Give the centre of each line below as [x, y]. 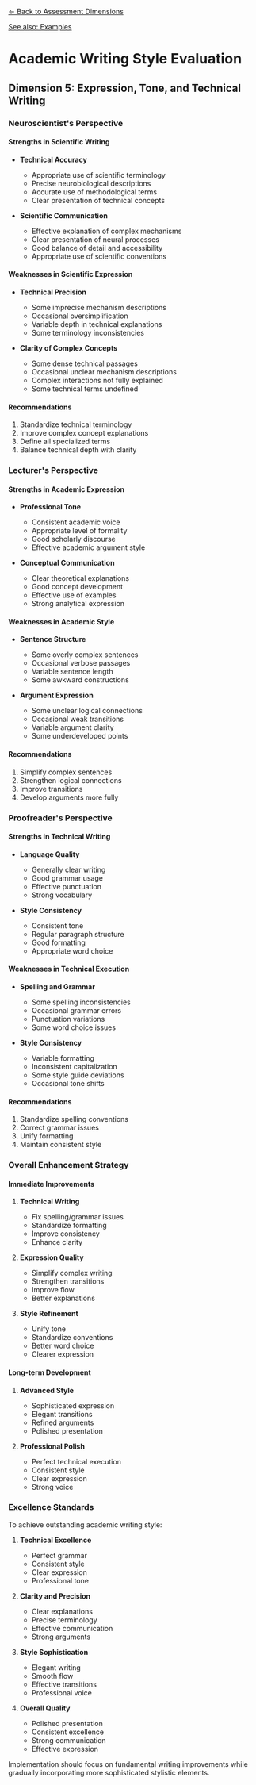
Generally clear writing [69, 869]
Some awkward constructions [80, 680]
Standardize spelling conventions [74, 1119]
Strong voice [52, 1487]
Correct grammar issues [59, 1128]
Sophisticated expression [73, 1405]
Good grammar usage [67, 878]
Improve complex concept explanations [84, 433]
